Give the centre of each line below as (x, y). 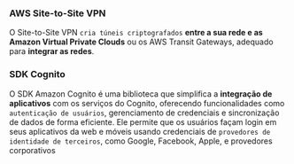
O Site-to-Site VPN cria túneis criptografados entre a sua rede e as (136, 33)
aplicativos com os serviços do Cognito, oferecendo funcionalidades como (147, 103)
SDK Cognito (38, 74)
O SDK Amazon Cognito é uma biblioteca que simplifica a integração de (141, 94)
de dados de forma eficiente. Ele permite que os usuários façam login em (143, 121)
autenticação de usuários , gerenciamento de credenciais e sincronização (144, 113)
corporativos (32, 150)
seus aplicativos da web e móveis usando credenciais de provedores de (140, 131)
